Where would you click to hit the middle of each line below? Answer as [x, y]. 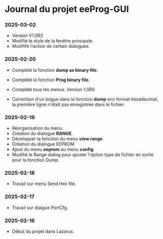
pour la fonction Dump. [35, 160]
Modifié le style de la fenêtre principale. [53, 41]
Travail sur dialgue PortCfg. [40, 208]
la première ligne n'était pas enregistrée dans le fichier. [68, 104]
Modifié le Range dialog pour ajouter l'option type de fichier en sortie [83, 155]
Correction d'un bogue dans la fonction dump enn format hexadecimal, [85, 99]
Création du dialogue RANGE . [42, 134]
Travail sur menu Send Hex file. [44, 184]
